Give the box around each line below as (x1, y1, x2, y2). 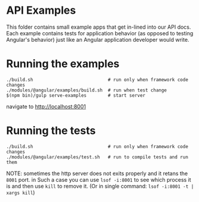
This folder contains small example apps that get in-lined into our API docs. (6, 23, 191, 30)
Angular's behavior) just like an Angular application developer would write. (6, 36, 189, 43)
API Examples (6, 4, 76, 17)
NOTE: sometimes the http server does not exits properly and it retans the (6, 170, 188, 177)
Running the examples (6, 57, 120, 71)
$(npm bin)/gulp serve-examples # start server (6, 92, 146, 99)
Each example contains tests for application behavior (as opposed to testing (6, 29, 194, 36)
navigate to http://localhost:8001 (6, 103, 86, 110)
